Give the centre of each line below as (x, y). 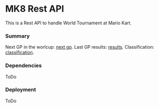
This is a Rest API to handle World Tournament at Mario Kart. (68, 23)
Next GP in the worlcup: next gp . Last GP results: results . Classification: (80, 47)
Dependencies (24, 65)
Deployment (21, 90)
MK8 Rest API (35, 9)
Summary (18, 36)
